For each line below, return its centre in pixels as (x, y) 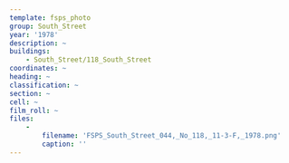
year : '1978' (34, 34)
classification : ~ (44, 85)
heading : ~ (30, 77)
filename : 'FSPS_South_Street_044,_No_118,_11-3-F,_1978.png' (162, 136)
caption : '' (65, 144)
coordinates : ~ (38, 69)
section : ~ (30, 93)
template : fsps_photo (50, 18)
